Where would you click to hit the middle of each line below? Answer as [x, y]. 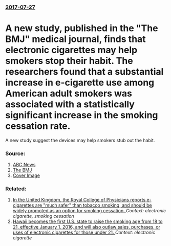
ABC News [24, 165]
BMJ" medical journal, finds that [76, 39]
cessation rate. [38, 126]
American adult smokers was [69, 94]
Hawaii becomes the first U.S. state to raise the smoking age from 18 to [88, 221]
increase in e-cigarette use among [80, 83]
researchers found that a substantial [84, 72]
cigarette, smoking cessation [43, 216]
